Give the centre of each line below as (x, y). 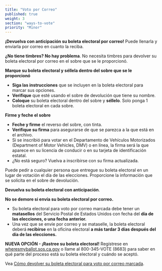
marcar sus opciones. (34, 90)
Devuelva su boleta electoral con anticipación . (52, 190)
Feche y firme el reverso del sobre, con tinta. (57, 125)
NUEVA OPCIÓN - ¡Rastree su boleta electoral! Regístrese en (66, 244)
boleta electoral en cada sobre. (43, 106)
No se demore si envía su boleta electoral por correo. (59, 199)
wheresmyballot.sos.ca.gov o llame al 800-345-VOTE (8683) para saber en (80, 249)
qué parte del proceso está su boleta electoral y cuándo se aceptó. (72, 254)
